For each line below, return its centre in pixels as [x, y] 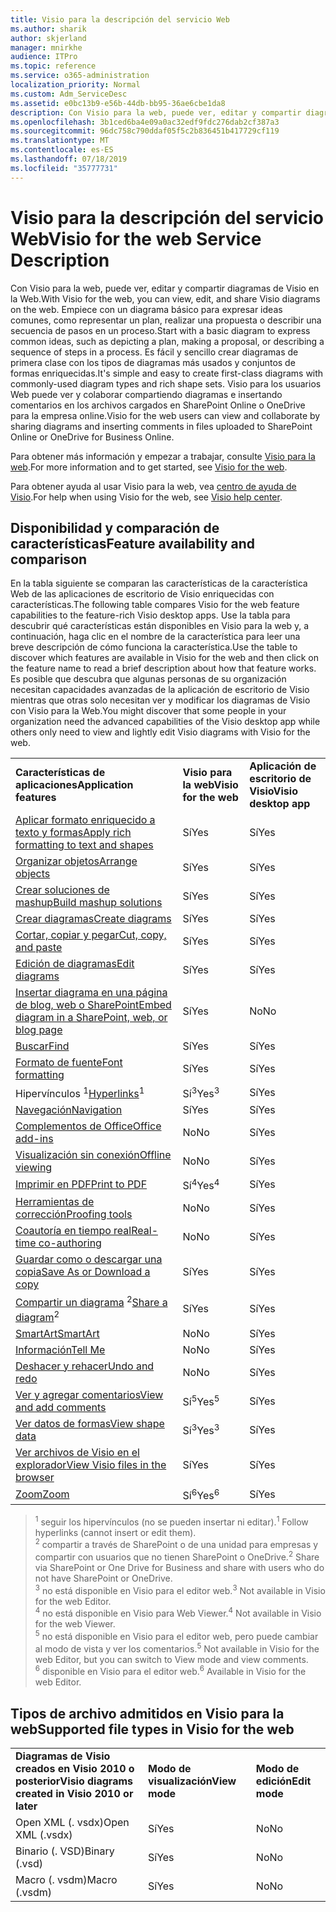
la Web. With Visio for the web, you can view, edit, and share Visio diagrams [165, 298]
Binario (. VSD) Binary [65, 1851]
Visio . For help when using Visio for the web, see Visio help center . [146, 497]
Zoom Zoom [42, 1494]
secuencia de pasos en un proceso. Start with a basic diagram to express [160, 330]
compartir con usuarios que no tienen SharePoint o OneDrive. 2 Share [177, 1556]
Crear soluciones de [62, 890]
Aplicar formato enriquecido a [85, 820]
